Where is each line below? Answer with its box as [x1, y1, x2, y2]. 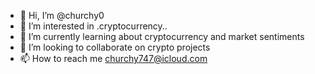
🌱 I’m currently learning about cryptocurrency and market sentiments [19, 31, 305, 42]
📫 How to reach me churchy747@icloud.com [19, 53, 208, 64]
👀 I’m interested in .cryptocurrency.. [19, 20, 168, 32]
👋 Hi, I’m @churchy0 [19, 10, 105, 21]
